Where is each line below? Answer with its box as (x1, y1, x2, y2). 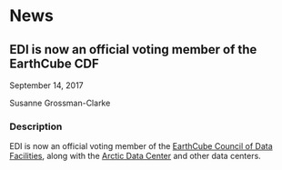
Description (9, 120, 63, 133)
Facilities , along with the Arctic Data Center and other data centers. (9, 151, 261, 162)
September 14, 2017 (9, 80, 84, 91)
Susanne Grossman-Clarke (9, 97, 111, 108)
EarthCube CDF (9, 55, 100, 71)
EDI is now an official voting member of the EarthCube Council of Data (9, 141, 273, 152)
